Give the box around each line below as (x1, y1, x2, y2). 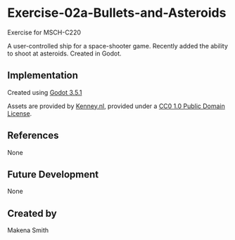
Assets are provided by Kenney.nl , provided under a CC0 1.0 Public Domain (7, 102, 225, 110)
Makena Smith (7, 226, 49, 234)
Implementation (7, 69, 79, 81)
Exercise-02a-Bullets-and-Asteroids (7, 5, 227, 21)
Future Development (7, 168, 99, 180)
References (7, 130, 59, 142)
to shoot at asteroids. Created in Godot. (7, 49, 122, 58)
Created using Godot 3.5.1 (7, 88, 82, 96)
